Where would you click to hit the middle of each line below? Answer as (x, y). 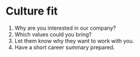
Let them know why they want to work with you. (74, 41)
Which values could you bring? (53, 34)
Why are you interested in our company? (65, 28)
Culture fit (32, 11)
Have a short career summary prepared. (65, 47)
